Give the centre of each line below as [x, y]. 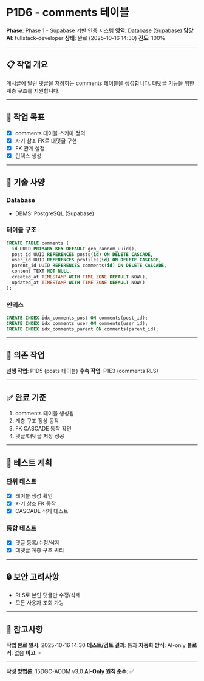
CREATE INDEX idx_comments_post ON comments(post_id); [77, 318]
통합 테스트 [22, 528]
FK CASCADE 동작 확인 [43, 429]
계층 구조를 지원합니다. [33, 90]
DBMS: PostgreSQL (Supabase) [55, 213]
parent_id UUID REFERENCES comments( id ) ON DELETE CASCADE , [89, 266]
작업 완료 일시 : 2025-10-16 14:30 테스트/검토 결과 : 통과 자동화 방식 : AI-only [96, 645]
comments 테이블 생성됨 [45, 414]
